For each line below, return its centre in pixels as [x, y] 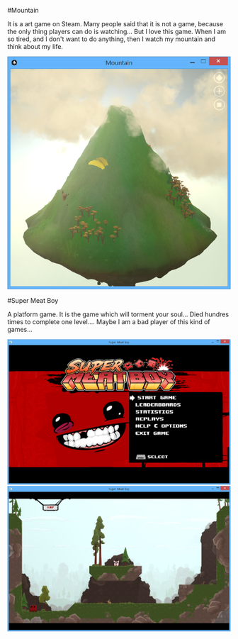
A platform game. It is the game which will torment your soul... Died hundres [118, 314]
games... [20, 330]
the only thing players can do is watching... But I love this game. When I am [117, 32]
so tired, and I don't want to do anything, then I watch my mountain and [112, 39]
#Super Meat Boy [33, 301]
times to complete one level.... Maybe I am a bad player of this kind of [109, 322]
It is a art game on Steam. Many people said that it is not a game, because [115, 24]
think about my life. [35, 46]
